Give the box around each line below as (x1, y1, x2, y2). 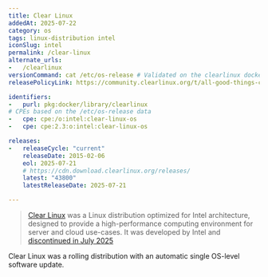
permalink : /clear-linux (8, 49, 91, 57)
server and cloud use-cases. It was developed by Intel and (27, 228, 221, 236)
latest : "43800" (22, 174, 77, 182)
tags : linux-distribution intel (8, 34, 116, 42)
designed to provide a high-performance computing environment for (27, 219, 254, 228)
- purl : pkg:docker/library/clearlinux (8, 101, 148, 109)
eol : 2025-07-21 (22, 159, 77, 168)
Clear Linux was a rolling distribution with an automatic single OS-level (8, 251, 240, 260)
